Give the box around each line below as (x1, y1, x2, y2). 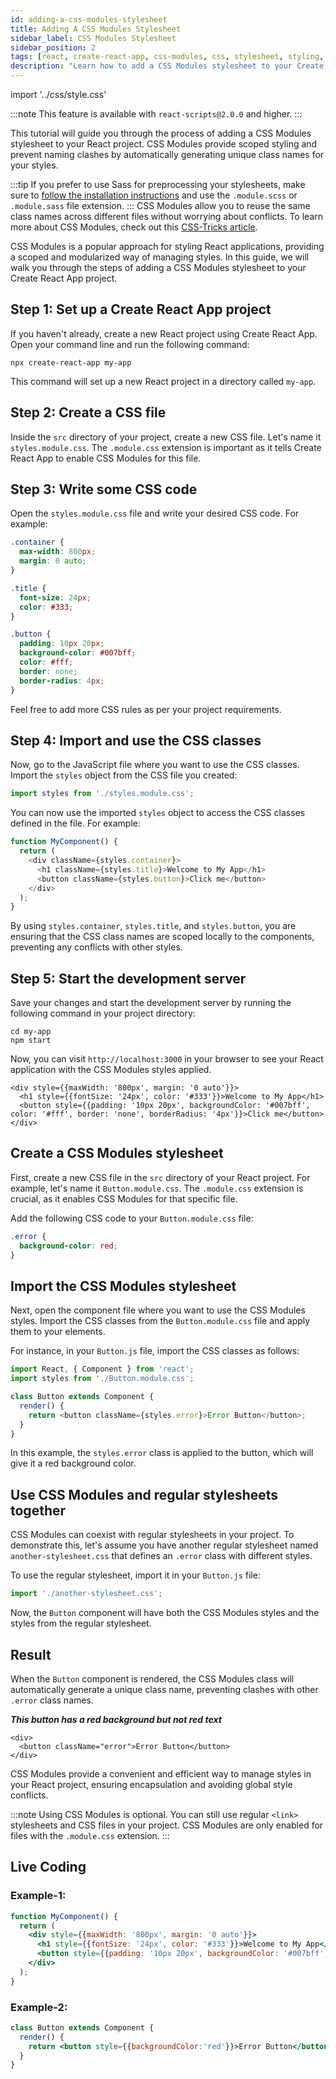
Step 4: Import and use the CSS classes (10, 732, 262, 749)
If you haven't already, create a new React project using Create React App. (10, 327, 318, 340)
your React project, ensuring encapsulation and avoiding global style (10, 1778, 293, 1790)
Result (10, 1646, 52, 1663)
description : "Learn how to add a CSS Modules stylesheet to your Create (10, 61, 325, 71)
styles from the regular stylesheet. (10, 1617, 152, 1630)
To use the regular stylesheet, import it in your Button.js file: (10, 1569, 261, 1581)
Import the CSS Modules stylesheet (10, 1277, 237, 1295)
